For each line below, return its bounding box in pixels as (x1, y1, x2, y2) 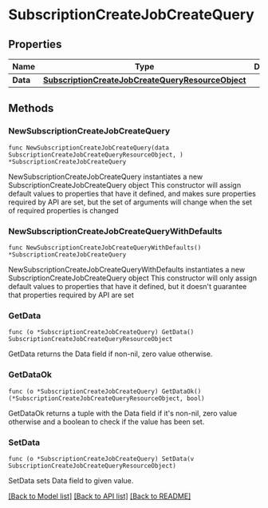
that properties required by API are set (8, 290, 134, 300)
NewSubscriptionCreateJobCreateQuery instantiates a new (8, 172, 203, 181)
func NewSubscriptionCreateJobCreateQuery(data (8, 144, 170, 152)
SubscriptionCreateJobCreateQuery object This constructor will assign (8, 180, 242, 189)
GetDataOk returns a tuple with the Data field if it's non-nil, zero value (8, 408, 238, 418)
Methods (8, 101, 54, 115)
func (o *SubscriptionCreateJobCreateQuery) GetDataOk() (8, 387, 202, 395)
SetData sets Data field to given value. (8, 475, 134, 485)
